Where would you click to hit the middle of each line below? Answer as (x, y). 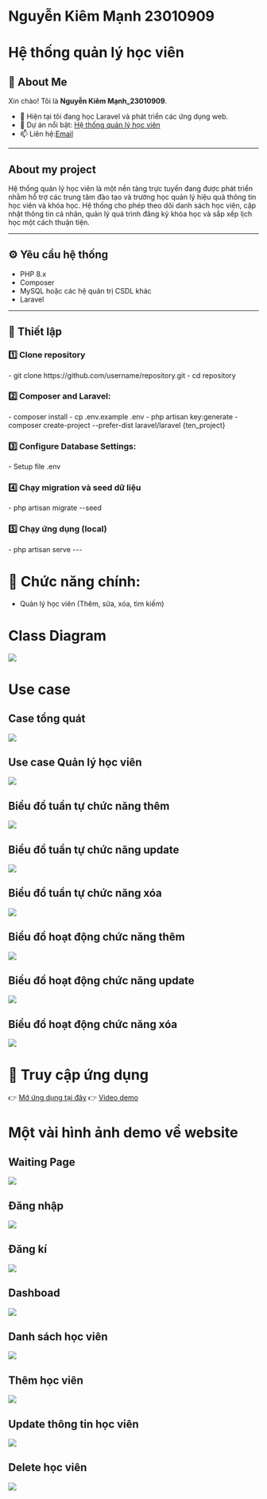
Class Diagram (58, 635)
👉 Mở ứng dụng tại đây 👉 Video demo (74, 1098)
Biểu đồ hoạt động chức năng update (101, 981)
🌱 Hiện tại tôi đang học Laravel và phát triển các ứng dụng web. (124, 117)
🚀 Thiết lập (35, 332)
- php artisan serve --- (45, 549)
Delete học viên (48, 1468)
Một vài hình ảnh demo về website (123, 1133)
